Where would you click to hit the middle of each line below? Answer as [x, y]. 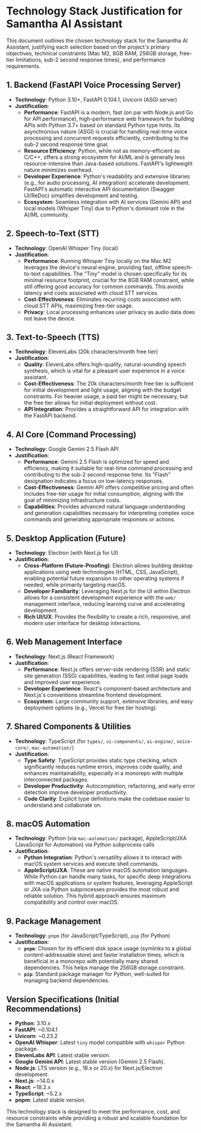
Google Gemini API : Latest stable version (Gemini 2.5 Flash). [90, 1062]
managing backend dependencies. [67, 980]
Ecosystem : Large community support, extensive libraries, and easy [108, 701]
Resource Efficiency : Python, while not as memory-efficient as [102, 150]
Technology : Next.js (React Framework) [64, 656]
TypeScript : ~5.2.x [38, 1094]
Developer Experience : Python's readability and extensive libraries [107, 176]
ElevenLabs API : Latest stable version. [63, 1055]
